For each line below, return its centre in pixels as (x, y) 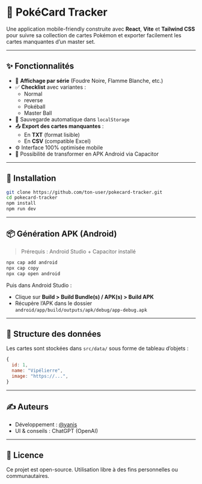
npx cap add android (32, 262)
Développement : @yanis (46, 424)
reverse (33, 100)
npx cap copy (23, 268)
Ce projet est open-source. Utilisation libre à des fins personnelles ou (92, 470)
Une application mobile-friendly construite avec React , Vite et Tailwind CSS (101, 29)
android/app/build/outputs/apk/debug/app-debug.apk (81, 310)
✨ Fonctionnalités (40, 66)
